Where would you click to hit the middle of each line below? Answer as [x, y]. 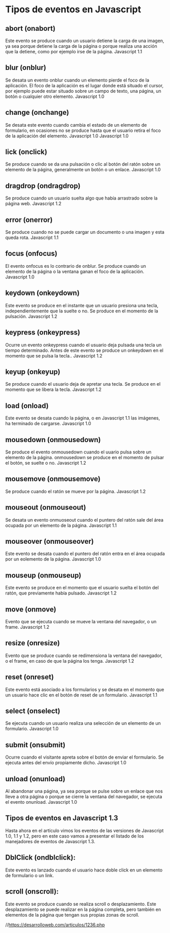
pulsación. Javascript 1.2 [31, 316]
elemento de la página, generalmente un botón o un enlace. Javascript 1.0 [83, 170]
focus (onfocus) [31, 254]
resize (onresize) [33, 643]
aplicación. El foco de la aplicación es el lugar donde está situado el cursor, [84, 85]
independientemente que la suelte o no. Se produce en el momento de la [82, 311]
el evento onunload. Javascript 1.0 [41, 802]
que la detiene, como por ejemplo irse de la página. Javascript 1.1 [74, 52]
